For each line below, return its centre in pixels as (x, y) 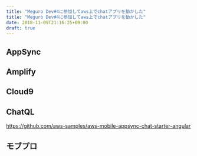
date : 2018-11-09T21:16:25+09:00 (47, 22)
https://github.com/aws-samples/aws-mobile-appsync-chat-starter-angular (98, 126)
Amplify (21, 72)
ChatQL (20, 112)
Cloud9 (20, 92)
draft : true (21, 28)
